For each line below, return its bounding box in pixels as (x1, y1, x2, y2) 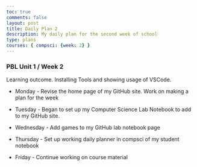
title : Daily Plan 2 (6, 25, 58, 32)
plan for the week (14, 94, 59, 101)
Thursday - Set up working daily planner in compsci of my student (14, 136, 180, 143)
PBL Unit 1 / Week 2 (6, 62, 64, 71)
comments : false (6, 14, 47, 20)
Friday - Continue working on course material (14, 154, 128, 161)
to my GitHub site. (14, 112, 60, 119)
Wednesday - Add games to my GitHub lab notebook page (14, 124, 161, 131)
